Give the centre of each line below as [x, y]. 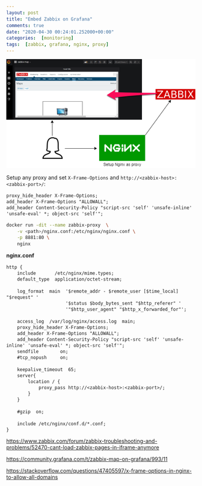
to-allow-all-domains [32, 477]
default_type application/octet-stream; [69, 279]
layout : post [23, 13]
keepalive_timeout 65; [47, 370]
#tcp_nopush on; [43, 358]
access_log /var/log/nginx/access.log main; [76, 322]
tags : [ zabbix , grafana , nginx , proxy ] [58, 45]
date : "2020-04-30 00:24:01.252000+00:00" [60, 32]
